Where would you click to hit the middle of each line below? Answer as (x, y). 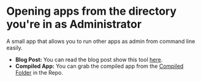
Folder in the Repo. (39, 72)
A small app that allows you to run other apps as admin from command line (101, 41)
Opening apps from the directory (91, 11)
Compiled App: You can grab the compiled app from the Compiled (99, 66)
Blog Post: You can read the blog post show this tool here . (89, 59)
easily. (14, 48)
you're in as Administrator (74, 24)
